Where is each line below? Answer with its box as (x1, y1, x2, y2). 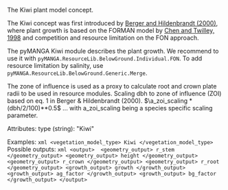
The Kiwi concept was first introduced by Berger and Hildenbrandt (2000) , (7, 19, 218, 27)
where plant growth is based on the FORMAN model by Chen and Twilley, (7, 27, 215, 34)
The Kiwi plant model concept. (7, 6, 94, 14)
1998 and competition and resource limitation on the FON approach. (7, 34, 199, 42)
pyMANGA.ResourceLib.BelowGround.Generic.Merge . (7, 69, 148, 77)
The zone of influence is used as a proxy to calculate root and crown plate (7, 82, 217, 90)
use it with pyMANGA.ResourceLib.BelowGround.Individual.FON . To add (7, 54, 203, 62)
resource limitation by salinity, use (7, 62, 104, 69)
